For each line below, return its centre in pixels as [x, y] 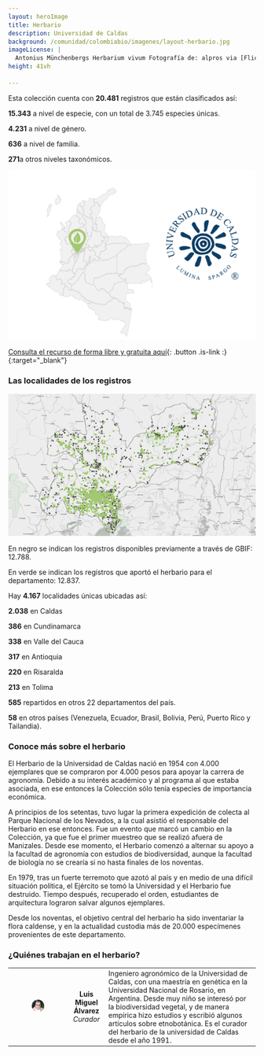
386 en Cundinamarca [44, 626]
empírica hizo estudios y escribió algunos [176, 1015]
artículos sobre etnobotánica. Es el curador [178, 1024]
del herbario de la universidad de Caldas [174, 1031]
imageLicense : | [35, 50]
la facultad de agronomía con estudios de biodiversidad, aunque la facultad [130, 854]
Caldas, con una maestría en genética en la [178, 981]
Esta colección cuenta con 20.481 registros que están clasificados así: [123, 98]
